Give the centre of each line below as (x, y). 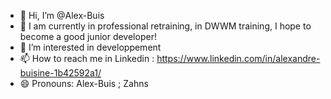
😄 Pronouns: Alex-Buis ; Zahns (84, 83)
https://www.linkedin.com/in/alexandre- (238, 58)
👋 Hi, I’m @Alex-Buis (62, 15)
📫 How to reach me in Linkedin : (87, 58)
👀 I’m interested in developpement (90, 47)
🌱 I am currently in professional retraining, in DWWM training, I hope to (165, 26)
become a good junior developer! (88, 36)
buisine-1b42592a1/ (60, 73)
